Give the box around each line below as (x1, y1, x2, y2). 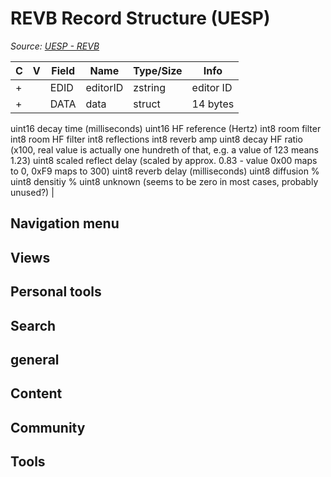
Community (10, 419, 86, 436)
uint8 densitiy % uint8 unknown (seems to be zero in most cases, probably (10, 175, 319, 187)
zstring (133, 80, 167, 94)
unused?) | (10, 186, 55, 198)
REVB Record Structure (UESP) (10, 7, 271, 30)
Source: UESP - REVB (10, 40, 100, 52)
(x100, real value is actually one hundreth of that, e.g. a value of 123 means (10, 143, 319, 156)
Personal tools (10, 283, 102, 301)
